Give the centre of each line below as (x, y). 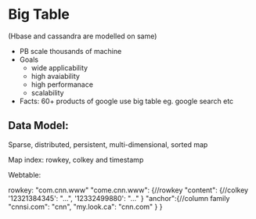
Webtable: (25, 174)
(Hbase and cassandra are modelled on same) (83, 36)
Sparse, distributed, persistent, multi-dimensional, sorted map (108, 144)
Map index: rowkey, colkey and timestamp (76, 160)
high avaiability (56, 76)
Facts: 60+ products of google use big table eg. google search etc (126, 101)
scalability (47, 92)
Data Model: (38, 126)
